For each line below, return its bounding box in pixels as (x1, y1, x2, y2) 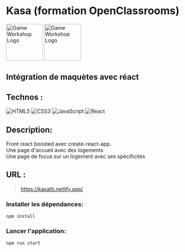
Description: (6, 125, 53, 135)
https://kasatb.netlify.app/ (20, 185, 83, 192)
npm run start (6, 240, 41, 246)
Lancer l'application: (6, 227, 66, 235)
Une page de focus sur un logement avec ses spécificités (6, 153, 146, 160)
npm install (6, 213, 35, 220)
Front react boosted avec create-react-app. (6, 140, 112, 147)
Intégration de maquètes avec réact (6, 72, 139, 82)
